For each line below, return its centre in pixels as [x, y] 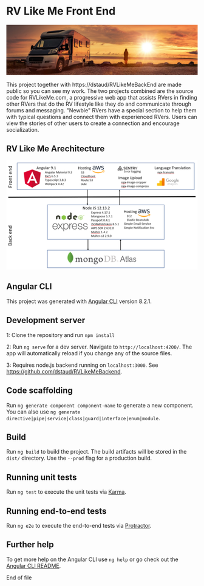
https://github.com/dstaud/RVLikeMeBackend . [64, 371]
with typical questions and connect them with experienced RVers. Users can [102, 117]
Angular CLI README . [34, 565]
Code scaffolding [39, 391]
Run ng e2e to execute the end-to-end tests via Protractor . [79, 525]
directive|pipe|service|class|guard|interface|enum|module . [83, 418]
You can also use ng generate [43, 412]
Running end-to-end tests [56, 511]
